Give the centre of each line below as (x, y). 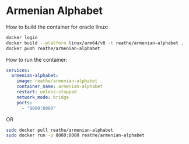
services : (18, 70)
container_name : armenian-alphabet (60, 87)
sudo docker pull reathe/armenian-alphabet (60, 130)
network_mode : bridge (43, 97)
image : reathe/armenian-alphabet (57, 81)
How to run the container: (37, 59)
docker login (22, 37)
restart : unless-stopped (47, 92)
